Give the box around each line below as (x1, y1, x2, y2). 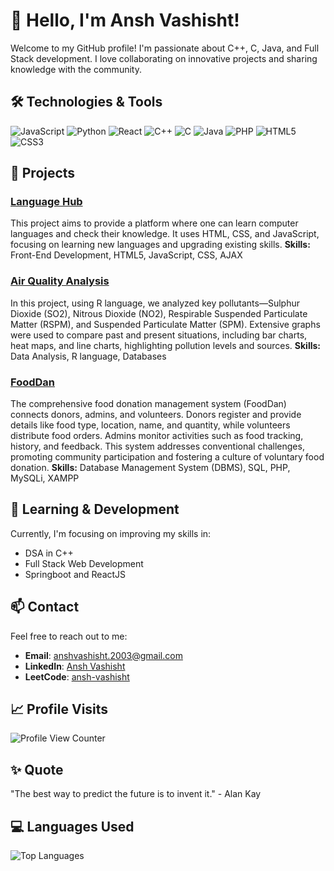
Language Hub (10, 195, 83, 209)
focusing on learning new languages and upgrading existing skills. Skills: (10, 239, 311, 251)
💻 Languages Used (10, 818, 135, 835)
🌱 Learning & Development (10, 501, 180, 518)
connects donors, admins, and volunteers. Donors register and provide (10, 409, 302, 421)
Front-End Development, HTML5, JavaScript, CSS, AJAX (10, 249, 243, 261)
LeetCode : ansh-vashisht (24, 670, 130, 683)
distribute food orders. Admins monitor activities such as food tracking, (10, 430, 304, 442)
